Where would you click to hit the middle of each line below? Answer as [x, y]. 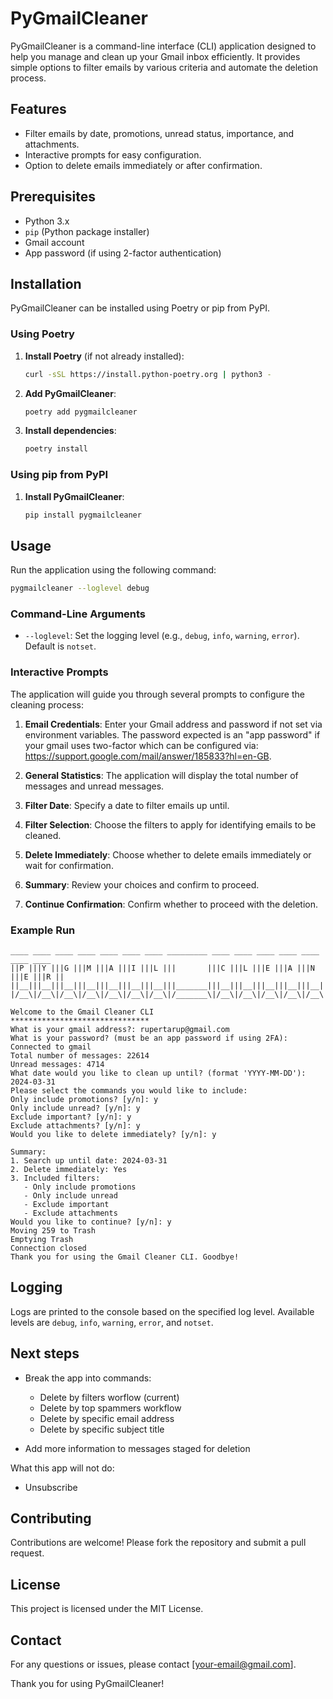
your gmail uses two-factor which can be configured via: [141, 745]
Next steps [45, 1353]
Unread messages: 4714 [57, 1065]
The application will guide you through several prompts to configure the [157, 694]
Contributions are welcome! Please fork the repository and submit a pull [158, 1543]
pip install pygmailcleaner [83, 515]
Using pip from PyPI [59, 475]
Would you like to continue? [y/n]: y [91, 1222]
